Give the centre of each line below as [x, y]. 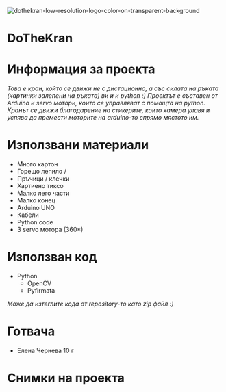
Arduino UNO [36, 208]
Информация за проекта [81, 69]
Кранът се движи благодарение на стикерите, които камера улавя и [109, 110]
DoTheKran [40, 38]
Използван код [52, 257]
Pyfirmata [41, 290]
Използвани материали [78, 145]
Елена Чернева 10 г [45, 350]
